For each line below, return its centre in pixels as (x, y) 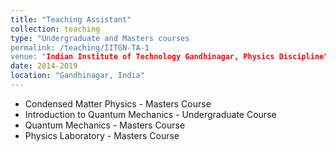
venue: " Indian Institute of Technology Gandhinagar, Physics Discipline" (169, 57)
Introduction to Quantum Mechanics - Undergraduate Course (150, 114)
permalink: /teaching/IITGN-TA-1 (80, 47)
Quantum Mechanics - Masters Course (105, 125)
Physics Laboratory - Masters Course (102, 135)
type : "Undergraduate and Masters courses (100, 38)
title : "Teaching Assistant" (71, 19)
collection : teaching (55, 29)
